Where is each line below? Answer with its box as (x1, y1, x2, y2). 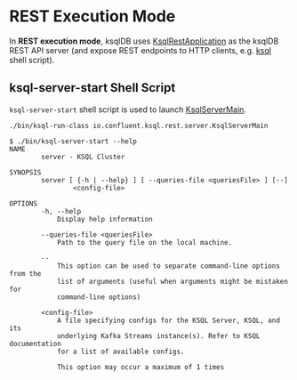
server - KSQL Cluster (41, 152, 125, 161)
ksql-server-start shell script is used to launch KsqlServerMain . (9, 104, 247, 115)
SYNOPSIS (9, 167, 42, 177)
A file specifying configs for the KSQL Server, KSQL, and (56, 316, 280, 325)
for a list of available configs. (56, 347, 185, 356)
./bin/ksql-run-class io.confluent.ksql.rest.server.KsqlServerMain (9, 121, 269, 130)
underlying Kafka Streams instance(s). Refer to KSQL (56, 331, 261, 340)
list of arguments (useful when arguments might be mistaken (56, 277, 289, 286)
